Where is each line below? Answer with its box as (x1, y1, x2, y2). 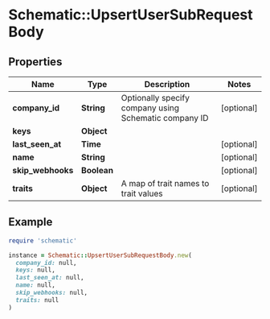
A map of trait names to (121, 178, 210, 188)
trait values (121, 188, 163, 199)
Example (8, 215, 53, 229)
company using (121, 102, 179, 114)
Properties (8, 55, 63, 68)
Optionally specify (121, 93, 190, 103)
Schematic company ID (121, 113, 209, 123)
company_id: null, (15, 259, 78, 267)
